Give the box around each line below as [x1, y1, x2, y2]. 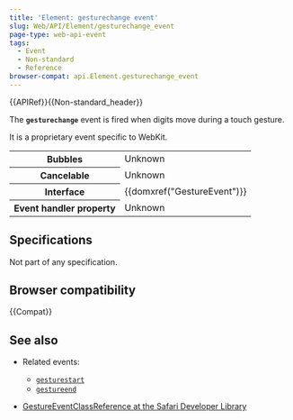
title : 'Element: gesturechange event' [9, 13, 159, 23]
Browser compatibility [9, 282, 137, 297]
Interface [44, 186, 85, 198]
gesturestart [35, 376, 85, 385]
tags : [9, 38, 30, 48]
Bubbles [46, 152, 84, 165]
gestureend [35, 385, 77, 395]
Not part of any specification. [9, 256, 119, 267]
